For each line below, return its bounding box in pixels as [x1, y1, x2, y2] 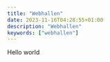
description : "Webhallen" [7, 23, 82, 30]
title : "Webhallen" [7, 10, 64, 17]
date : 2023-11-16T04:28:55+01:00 [7, 17, 104, 23]
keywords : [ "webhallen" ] [7, 29, 79, 37]
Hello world [7, 48, 40, 56]
